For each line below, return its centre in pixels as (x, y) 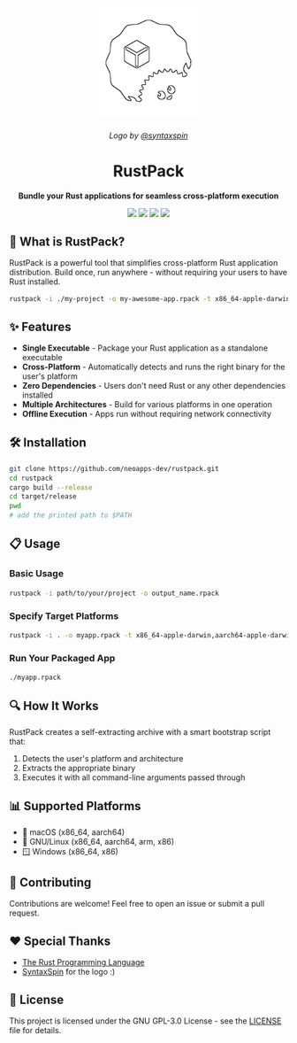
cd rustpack (31, 478)
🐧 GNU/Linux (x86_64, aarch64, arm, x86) (98, 841)
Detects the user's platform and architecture (103, 758)
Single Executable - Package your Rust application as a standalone (145, 348)
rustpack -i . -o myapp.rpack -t (71, 635)
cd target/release (43, 497)
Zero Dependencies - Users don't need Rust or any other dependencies (153, 386)
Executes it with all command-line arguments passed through (133, 777)
